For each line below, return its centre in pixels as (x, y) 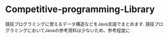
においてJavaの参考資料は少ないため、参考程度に (78, 30)
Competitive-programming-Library (80, 9)
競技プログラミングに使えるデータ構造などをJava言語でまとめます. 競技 (80, 24)
